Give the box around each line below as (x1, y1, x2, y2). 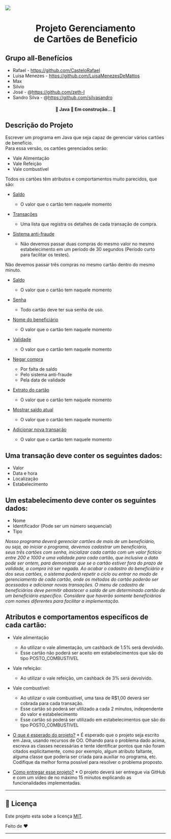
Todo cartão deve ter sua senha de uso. (20, 307, 104, 313)
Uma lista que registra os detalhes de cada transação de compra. (20, 221, 158, 227)
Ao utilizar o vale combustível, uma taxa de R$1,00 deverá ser (20, 695, 150, 701)
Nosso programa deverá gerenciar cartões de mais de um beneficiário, (5, 538, 155, 545)
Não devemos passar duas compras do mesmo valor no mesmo (20, 241, 154, 247)
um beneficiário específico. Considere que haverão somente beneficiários (5, 593, 161, 599)
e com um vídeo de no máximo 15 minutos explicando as (12, 774, 131, 780)
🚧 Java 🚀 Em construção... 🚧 (55, 106, 116, 112)
